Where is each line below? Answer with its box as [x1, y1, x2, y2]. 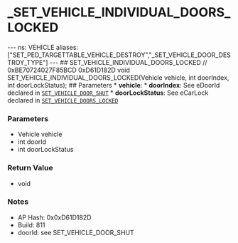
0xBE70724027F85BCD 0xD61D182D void [7, 66, 130, 74]
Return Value [7, 163, 53, 173]
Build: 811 [17, 220, 45, 229]
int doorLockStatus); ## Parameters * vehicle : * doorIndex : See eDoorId [7, 81, 220, 89]
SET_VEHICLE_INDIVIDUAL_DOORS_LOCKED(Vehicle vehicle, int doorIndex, [7, 73, 229, 82]
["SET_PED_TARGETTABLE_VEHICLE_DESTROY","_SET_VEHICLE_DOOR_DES [7, 51, 231, 59]
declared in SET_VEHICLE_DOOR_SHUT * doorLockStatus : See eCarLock [7, 88, 209, 97]
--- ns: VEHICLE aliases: [7, 43, 79, 51]
